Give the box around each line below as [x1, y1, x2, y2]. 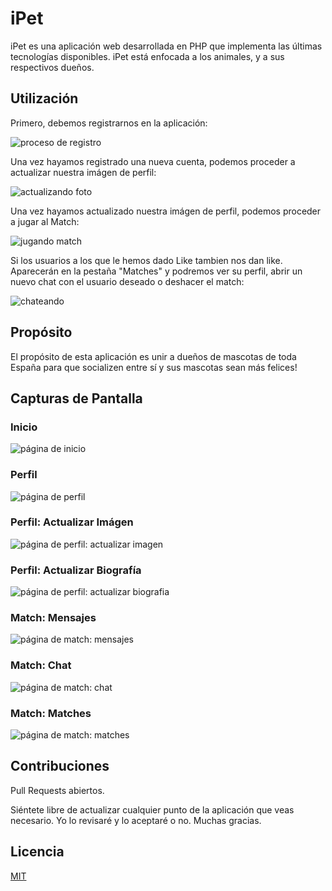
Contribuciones [10, 758, 110, 775]
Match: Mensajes [10, 611, 97, 625]
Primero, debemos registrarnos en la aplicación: [10, 117, 208, 129]
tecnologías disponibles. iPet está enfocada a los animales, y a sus [10, 50, 285, 62]
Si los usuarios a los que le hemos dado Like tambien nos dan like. [10, 254, 283, 266]
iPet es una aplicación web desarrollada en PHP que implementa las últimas [10, 40, 323, 52]
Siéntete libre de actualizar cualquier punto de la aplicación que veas [10, 803, 295, 816]
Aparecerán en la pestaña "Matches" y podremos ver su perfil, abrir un [10, 265, 303, 277]
